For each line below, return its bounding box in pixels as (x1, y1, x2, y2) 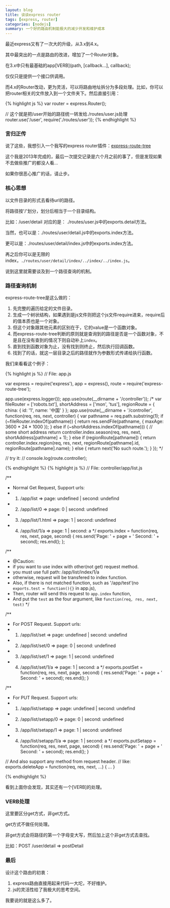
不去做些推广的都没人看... (5, 160, 58, 166)
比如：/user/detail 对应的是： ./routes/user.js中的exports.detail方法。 (5, 219, 150, 225)
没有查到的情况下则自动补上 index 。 (26, 337, 100, 343)
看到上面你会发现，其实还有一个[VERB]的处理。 (5, 784, 105, 790)
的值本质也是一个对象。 (12, 318, 62, 324)
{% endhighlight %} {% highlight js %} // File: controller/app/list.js (5, 465, 143, 471)
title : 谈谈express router (5, 12, 61, 17)
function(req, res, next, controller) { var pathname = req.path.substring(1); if (5, 413, 163, 419)
